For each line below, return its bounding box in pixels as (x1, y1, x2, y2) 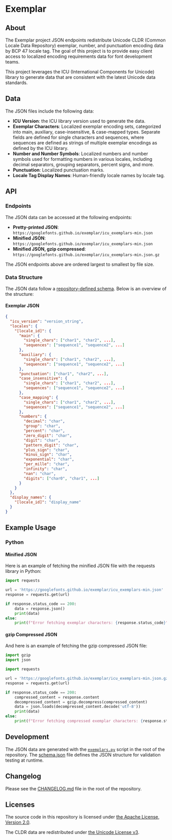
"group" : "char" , (24, 423, 60, 429)
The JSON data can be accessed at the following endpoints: (5, 214, 132, 220)
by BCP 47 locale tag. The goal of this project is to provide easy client (5, 48, 153, 54)
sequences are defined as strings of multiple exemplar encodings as (12, 139, 158, 146)
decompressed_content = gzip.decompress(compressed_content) (14, 699, 147, 704)
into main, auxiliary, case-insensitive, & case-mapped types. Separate (12, 128, 160, 135)
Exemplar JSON (5, 303, 40, 309)
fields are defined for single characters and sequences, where (12, 134, 144, 140)
